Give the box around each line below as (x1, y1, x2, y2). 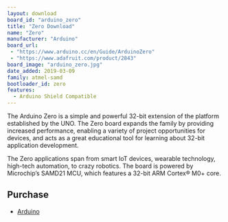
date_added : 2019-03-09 (7, 67, 76, 74)
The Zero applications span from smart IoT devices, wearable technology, (7, 155, 216, 162)
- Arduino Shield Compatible (13, 93, 97, 100)
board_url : (7, 42, 38, 49)
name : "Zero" (7, 29, 45, 36)
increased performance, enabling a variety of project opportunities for (7, 126, 206, 135)
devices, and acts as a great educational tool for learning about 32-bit (7, 134, 205, 142)
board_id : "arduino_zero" (7, 16, 81, 23)
